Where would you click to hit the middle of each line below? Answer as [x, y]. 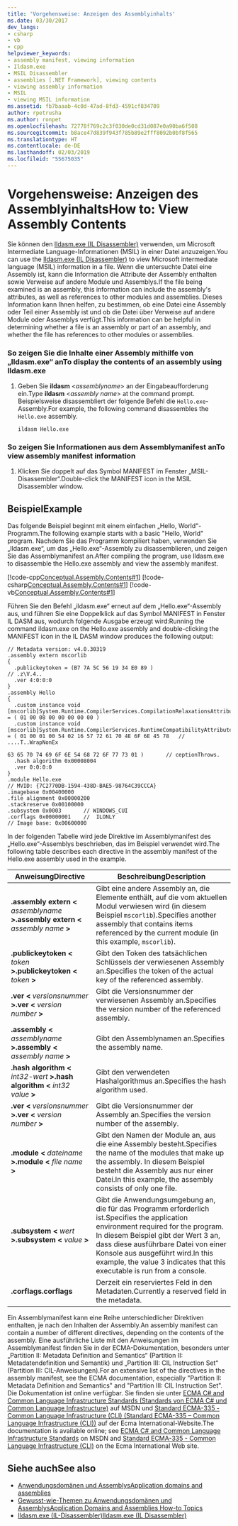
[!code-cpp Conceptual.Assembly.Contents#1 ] [74, 577]
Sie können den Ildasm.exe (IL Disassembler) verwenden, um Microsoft [111, 244]
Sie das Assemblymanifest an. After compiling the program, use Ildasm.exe [116, 556]
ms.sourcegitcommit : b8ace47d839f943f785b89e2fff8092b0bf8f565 [103, 133]
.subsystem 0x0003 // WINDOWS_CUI [68, 811]
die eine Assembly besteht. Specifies [157, 1144]
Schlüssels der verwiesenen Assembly [160, 962]
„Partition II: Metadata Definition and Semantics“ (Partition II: [95, 1356]
